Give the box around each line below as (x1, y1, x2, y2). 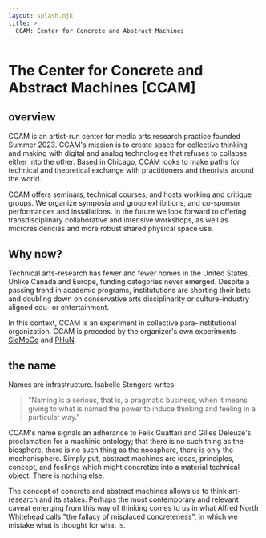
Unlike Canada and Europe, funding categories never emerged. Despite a (8, 277, 250, 287)
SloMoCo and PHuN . (8, 335, 77, 345)
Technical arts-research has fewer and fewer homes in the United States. (8, 268, 250, 278)
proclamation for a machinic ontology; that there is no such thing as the (8, 437, 244, 446)
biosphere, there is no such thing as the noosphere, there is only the (8, 445, 234, 454)
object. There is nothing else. (8, 471, 105, 480)
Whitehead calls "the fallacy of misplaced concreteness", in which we (8, 512, 238, 521)
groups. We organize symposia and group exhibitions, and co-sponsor (8, 198, 241, 208)
